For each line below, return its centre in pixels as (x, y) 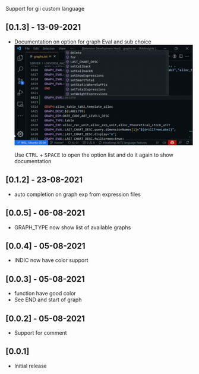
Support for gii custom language (45, 9)
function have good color (45, 294)
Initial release (30, 366)
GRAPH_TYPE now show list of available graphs (72, 227)
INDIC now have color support (51, 260)
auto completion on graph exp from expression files (77, 194)
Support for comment (40, 332)
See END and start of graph (48, 300)
